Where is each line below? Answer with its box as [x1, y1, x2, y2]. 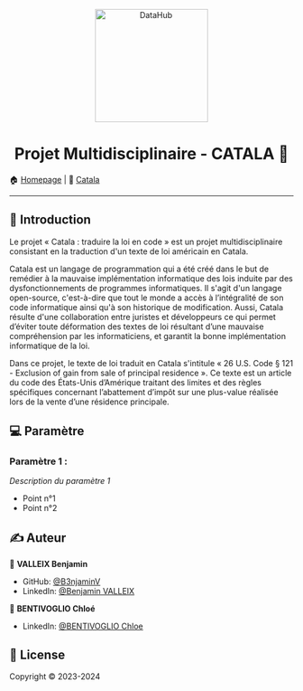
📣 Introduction [9, 213, 92, 228]
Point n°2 [22, 503, 58, 514]
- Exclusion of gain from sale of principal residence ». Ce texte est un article [9, 367, 292, 378]
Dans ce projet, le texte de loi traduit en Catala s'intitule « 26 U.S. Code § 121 [9, 357, 294, 368]
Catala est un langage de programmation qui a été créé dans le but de [9, 263, 269, 274]
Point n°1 [22, 493, 56, 504]
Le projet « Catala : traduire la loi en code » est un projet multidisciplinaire [9, 236, 283, 247]
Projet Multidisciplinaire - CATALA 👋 [14, 144, 289, 165]
